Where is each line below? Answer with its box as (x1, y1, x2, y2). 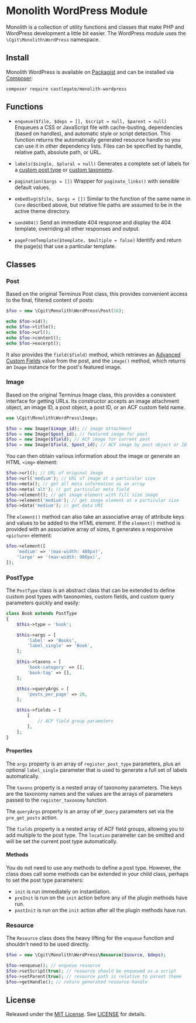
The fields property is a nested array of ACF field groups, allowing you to (6, 825, 184, 832)
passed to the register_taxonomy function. (6, 796, 108, 803)
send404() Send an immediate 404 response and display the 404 (14, 218, 171, 226)
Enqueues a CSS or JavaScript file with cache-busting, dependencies (14, 124, 183, 131)
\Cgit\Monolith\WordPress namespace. (6, 36, 101, 43)
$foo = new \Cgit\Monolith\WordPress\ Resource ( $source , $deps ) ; (6, 952, 166, 958)
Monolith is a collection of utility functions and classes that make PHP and (6, 23, 184, 30)
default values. (14, 183, 51, 191)
